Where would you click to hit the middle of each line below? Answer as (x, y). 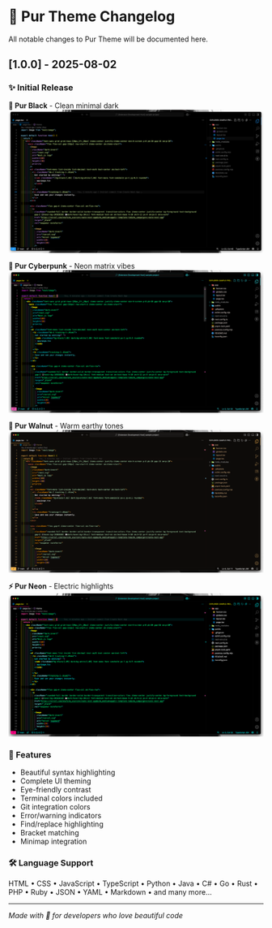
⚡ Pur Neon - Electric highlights (61, 586)
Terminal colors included (61, 798)
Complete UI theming (55, 781)
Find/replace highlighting (62, 824)
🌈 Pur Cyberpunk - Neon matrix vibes (72, 266)
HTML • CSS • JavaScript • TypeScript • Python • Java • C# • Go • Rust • (133, 883)
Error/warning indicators (61, 816)
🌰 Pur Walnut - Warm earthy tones (66, 425)
